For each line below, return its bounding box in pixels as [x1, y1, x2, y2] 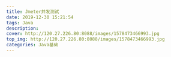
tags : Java [6, 20, 34, 26]
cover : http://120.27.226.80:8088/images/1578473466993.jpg [6, 31, 160, 37]
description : [6, 25, 39, 31]
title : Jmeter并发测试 [6, 8, 59, 15]
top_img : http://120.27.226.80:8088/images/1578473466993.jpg [6, 36, 165, 42]
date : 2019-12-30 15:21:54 [6, 14, 74, 20]
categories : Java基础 [6, 42, 59, 48]
